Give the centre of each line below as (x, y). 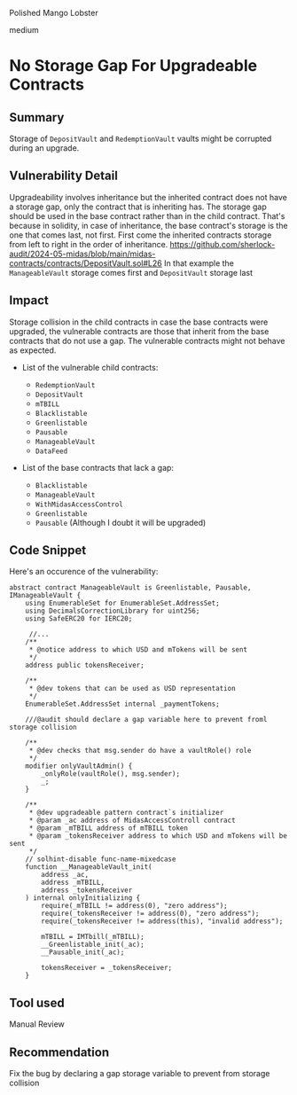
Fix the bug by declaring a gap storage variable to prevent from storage (140, 1074)
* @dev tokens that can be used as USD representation (133, 689)
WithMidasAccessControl (79, 504)
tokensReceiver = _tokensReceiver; (107, 968)
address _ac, (65, 875)
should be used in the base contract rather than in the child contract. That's (147, 215)
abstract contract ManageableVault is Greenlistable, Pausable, (130, 588)
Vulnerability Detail (63, 176)
